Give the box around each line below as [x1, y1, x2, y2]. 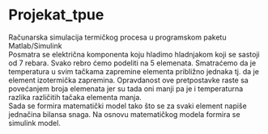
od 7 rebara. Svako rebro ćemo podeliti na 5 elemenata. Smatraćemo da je [8, 58, 257, 68]
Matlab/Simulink [8, 40, 62, 50]
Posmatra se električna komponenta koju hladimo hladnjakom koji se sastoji [8, 49, 261, 59]
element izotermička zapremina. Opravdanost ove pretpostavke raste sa [8, 75, 249, 85]
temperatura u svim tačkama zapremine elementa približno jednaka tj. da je [8, 66, 259, 76]
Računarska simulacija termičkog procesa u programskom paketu [8, 32, 227, 42]
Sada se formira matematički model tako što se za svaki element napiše [8, 101, 247, 111]
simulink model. [8, 118, 61, 128]
